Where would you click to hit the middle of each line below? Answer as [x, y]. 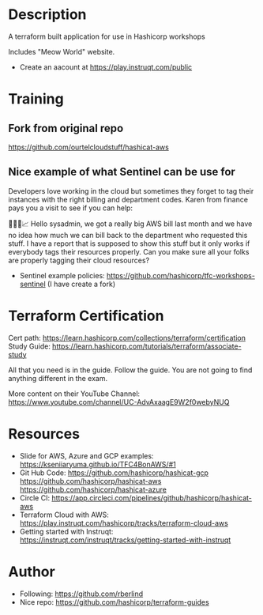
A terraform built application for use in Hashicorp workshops [107, 36]
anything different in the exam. [58, 378]
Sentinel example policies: [62, 275]
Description [47, 15]
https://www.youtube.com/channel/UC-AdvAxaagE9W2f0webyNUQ [119, 402]
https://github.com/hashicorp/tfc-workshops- [180, 275]
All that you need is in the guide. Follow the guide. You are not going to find [130, 370]
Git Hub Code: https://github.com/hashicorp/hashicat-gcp [114, 473]
